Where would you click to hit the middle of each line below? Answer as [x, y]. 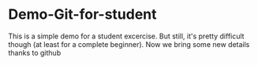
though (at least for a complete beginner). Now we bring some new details [129, 44]
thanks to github [35, 52]
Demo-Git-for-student [82, 14]
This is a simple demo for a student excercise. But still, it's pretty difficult [126, 36]
